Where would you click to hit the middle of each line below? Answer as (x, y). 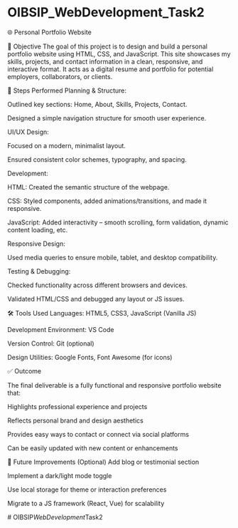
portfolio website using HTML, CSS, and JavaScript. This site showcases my (119, 53)
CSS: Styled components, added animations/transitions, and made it (107, 201)
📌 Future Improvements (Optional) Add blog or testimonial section (103, 462)
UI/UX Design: (28, 132)
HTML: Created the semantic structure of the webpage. (88, 187)
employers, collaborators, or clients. (60, 76)
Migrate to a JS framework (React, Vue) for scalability (86, 503)
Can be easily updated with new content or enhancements (93, 448)
